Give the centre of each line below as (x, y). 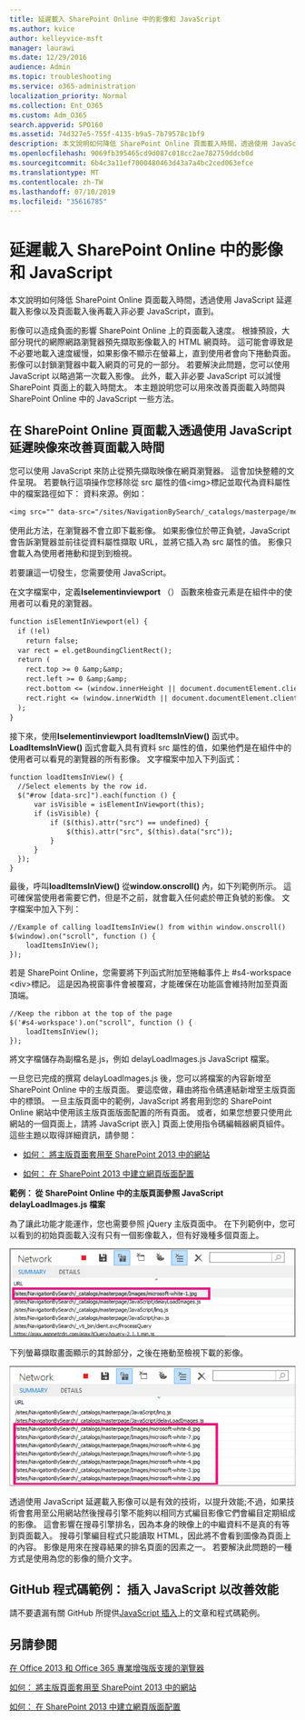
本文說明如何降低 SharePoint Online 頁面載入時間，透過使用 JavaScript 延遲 (151, 300)
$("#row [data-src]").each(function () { (97, 795)
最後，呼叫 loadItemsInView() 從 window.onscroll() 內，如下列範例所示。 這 (151, 885)
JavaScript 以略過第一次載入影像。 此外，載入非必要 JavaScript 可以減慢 (145, 376)
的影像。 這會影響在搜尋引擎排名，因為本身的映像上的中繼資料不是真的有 (146, 1524)
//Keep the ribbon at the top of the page (91, 1014)
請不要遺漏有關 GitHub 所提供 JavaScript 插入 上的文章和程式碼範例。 (137, 1613)
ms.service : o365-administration (73, 86)
